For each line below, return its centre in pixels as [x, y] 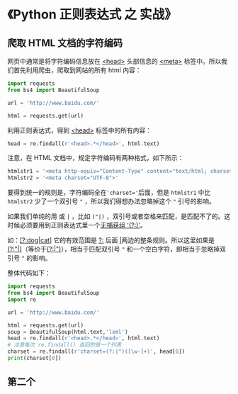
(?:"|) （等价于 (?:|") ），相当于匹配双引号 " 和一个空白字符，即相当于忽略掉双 [117, 249]
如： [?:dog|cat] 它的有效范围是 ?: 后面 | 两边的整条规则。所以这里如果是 [111, 240]
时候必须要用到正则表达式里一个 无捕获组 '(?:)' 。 [77, 225]
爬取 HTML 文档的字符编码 [65, 43]
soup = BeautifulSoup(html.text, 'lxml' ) [68, 332]
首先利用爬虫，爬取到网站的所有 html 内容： [77, 70]
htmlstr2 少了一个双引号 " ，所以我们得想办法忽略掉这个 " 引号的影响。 [112, 201]
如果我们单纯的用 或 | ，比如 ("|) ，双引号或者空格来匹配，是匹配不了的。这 [119, 216]
